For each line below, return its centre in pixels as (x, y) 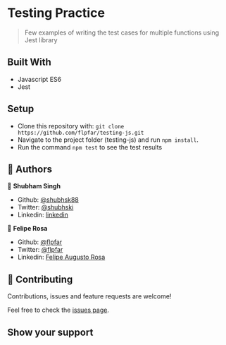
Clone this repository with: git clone (71, 126)
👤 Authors (30, 169)
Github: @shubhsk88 (48, 200)
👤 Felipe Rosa (27, 229)
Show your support (50, 332)
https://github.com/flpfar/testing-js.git (81, 133)
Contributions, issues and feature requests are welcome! (89, 296)
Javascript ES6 (39, 79)
